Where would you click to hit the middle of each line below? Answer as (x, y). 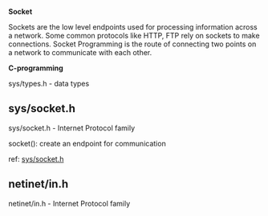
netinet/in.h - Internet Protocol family (69, 203)
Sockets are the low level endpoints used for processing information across (133, 27)
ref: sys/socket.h (36, 158)
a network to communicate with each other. (80, 52)
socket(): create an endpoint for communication (87, 143)
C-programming (36, 68)
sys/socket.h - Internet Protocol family (72, 128)
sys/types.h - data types (49, 84)
